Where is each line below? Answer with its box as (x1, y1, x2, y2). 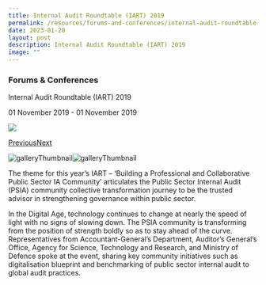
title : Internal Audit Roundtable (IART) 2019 (8, 11, 165, 20)
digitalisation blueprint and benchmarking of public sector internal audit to (8, 260, 249, 269)
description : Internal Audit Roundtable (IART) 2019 (8, 41, 186, 49)
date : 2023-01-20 (8, 26, 66, 34)
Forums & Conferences (8, 74, 99, 85)
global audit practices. (8, 268, 82, 278)
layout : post (8, 33, 51, 42)
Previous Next (8, 138, 53, 147)
